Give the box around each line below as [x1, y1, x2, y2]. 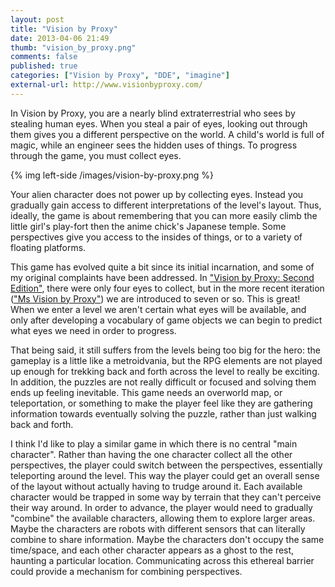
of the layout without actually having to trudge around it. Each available [10, 480, 303, 492]
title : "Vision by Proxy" [10, 24, 118, 34]
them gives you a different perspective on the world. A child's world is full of [10, 128, 325, 140]
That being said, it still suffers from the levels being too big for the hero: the [10, 344, 321, 356]
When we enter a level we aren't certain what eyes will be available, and [10, 303, 307, 315]
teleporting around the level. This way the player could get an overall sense [10, 469, 320, 481]
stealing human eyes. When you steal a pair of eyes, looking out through [10, 117, 308, 130]
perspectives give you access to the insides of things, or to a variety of [10, 231, 303, 243]
